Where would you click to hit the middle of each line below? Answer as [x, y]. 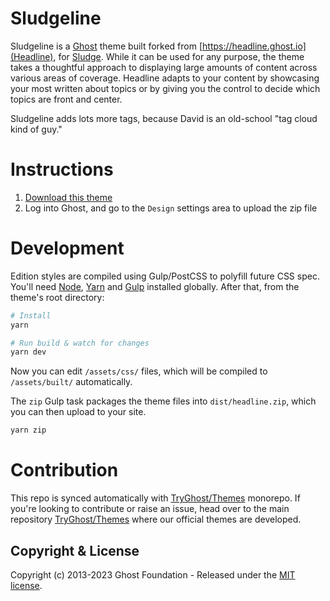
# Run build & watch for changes [80, 343]
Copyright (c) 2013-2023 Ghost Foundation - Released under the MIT [153, 574]
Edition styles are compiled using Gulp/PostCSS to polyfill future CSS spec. [165, 276]
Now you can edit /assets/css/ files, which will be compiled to [139, 371]
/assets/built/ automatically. [71, 382]
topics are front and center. [66, 99]
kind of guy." [36, 129]
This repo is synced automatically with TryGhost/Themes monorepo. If [155, 498]
